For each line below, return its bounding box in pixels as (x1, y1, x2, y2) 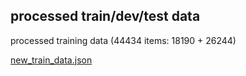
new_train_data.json (10, 54, 93, 66)
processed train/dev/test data (10, 8, 201, 25)
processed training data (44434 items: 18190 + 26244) (10, 34, 237, 46)
